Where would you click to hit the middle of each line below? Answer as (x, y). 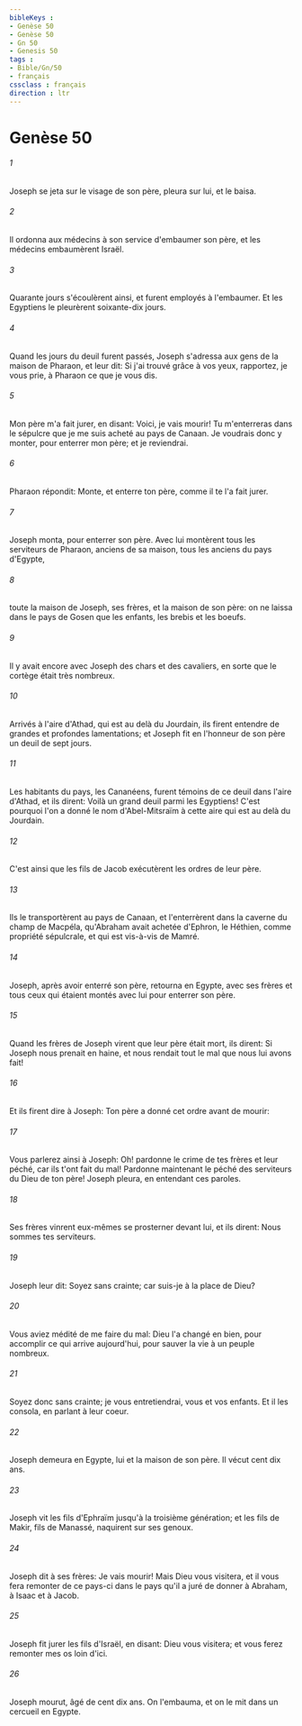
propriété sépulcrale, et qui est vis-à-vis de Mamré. (105, 936)
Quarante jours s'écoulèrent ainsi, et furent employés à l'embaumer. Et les (146, 297)
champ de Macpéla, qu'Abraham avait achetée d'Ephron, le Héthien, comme (151, 927)
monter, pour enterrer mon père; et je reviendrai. (99, 443)
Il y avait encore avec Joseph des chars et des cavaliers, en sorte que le (143, 666)
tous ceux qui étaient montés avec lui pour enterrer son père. (123, 995)
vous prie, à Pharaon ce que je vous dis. (84, 375)
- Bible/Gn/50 (36, 68)
